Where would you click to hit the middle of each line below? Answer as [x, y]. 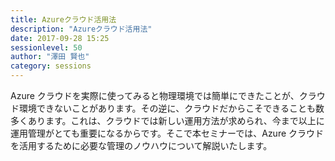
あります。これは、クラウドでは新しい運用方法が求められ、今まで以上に [176, 120]
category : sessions [51, 66]
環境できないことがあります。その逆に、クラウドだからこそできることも [167, 108]
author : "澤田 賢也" [50, 57]
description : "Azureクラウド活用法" [81, 29]
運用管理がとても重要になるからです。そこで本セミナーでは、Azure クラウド [167, 133]
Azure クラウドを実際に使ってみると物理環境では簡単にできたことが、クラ [163, 95]
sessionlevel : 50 [46, 47]
